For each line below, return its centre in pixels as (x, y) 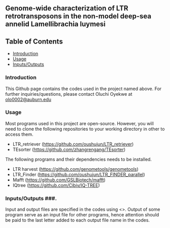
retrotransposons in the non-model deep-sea (78, 16)
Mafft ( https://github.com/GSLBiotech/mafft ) (59, 180)
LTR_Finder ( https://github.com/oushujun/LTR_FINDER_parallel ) (79, 174)
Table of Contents (34, 41)
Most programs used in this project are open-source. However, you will (79, 123)
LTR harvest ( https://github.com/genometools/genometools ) (75, 169)
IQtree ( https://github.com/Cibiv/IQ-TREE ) (56, 185)
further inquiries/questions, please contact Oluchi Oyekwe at (69, 94)
